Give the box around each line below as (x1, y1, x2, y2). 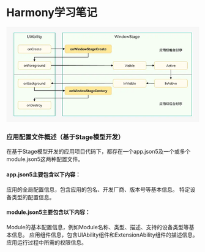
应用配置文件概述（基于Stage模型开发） (6, 133, 125, 141)
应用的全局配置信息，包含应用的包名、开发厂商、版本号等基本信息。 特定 (6, 186, 190, 193)
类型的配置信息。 (11, 193, 55, 200)
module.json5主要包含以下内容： (6, 208, 91, 216)
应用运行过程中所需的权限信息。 (6, 238, 87, 246)
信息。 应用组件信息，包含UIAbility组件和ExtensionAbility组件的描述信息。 (11, 231, 199, 238)
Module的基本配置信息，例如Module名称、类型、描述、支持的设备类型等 (6, 223, 189, 230)
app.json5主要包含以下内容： (6, 171, 81, 178)
